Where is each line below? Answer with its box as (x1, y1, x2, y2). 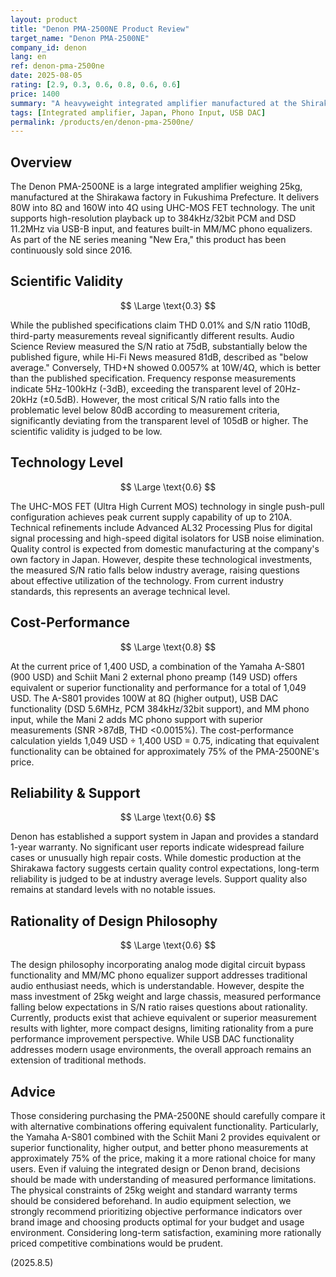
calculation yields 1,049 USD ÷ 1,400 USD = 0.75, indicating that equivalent (10, 734, 320, 746)
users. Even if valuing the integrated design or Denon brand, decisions (10, 1162, 301, 1175)
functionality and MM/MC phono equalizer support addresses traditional (10, 969, 308, 981)
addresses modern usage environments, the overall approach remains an (10, 1044, 312, 1056)
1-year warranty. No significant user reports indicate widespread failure (10, 841, 305, 853)
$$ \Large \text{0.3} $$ (119, 299, 217, 311)
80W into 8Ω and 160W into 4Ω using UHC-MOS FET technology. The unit (10, 202, 316, 214)
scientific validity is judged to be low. (10, 425, 163, 437)
